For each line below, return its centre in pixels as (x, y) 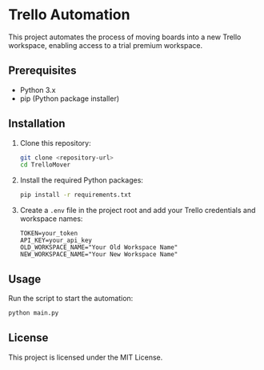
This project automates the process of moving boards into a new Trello (125, 37)
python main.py (34, 313)
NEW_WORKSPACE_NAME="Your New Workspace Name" (99, 255)
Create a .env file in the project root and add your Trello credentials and (138, 211)
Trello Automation (69, 15)
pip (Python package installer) (70, 99)
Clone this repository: (55, 143)
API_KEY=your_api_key (56, 241)
